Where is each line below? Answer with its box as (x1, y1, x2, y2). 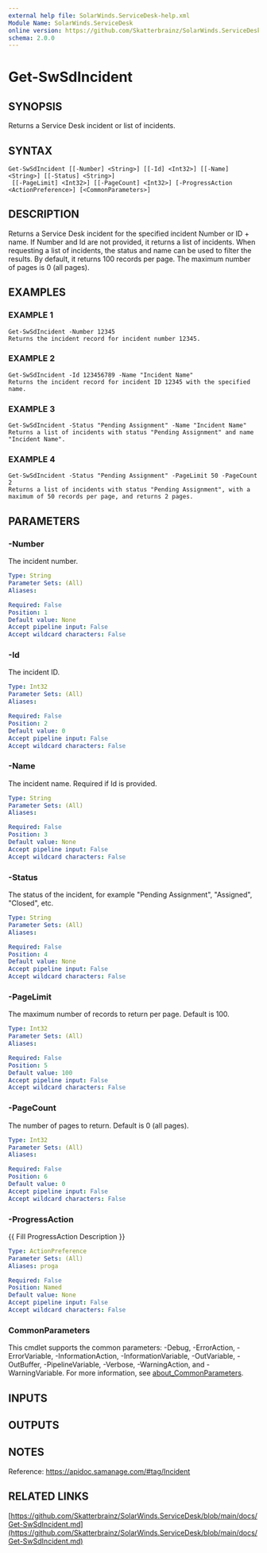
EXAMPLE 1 (8, 310, 54, 321)
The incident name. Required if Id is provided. (8, 778, 157, 788)
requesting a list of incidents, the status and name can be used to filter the (8, 245, 252, 255)
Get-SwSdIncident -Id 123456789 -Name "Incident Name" (8, 371, 194, 379)
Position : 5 (8, 1061, 48, 1070)
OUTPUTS (8, 1418, 60, 1432)
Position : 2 (8, 719, 48, 727)
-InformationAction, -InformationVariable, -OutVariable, (55, 1352, 236, 1361)
